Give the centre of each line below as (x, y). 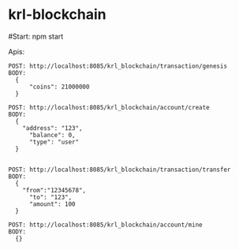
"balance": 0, (52, 135)
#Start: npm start (36, 36)
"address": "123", (52, 128)
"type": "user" (54, 142)
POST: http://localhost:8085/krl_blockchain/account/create (109, 107)
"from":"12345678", (54, 190)
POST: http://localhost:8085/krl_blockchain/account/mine (105, 225)
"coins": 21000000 (59, 87)
